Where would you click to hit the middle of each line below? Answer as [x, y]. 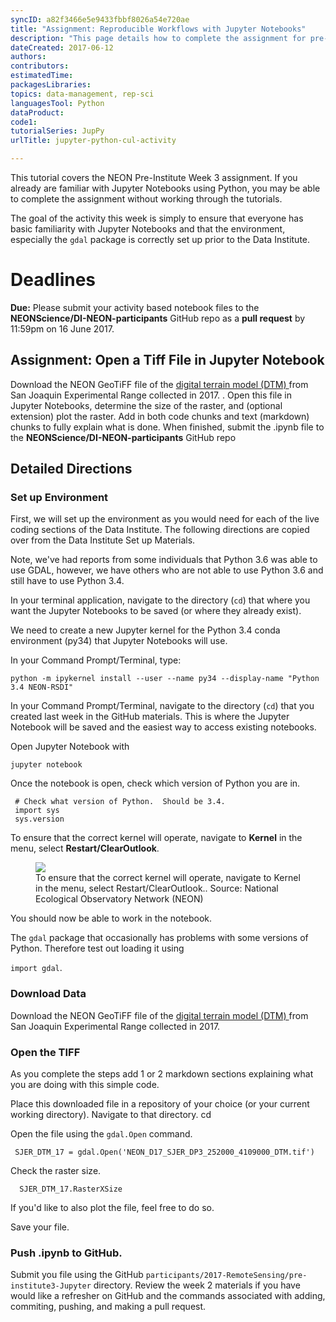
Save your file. [40, 1227]
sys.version [39, 819]
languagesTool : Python [57, 103]
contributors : [40, 66]
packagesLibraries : [51, 85]
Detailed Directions [71, 469]
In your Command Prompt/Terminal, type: [96, 660]
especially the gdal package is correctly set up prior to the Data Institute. [160, 239]
